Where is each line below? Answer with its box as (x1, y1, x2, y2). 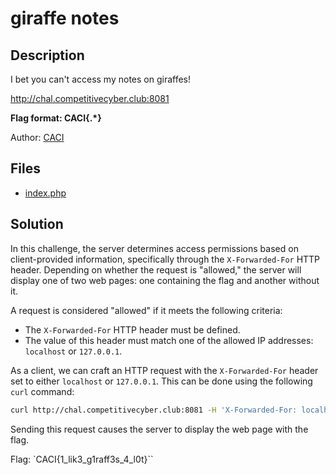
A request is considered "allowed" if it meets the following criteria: (10, 304, 283, 316)
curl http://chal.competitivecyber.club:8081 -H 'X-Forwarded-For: (10, 405, 298, 415)
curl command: (10, 385, 75, 397)
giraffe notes (10, 7, 120, 30)
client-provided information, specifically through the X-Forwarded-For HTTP (10, 253, 321, 265)
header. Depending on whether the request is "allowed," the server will (10, 263, 302, 276)
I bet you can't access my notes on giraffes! (10, 73, 192, 85)
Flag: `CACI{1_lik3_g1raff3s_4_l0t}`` (10, 453, 154, 465)
